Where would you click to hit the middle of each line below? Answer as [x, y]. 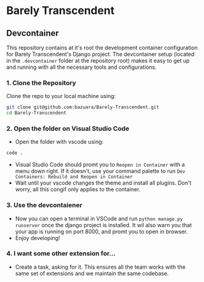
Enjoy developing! [37, 238]
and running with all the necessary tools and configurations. [82, 67]
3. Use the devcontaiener [44, 205]
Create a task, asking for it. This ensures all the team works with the [100, 267]
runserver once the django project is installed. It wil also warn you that [103, 225]
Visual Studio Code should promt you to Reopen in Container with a [100, 164]
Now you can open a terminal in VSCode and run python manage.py [99, 218]
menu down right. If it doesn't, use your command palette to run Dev [100, 171]
